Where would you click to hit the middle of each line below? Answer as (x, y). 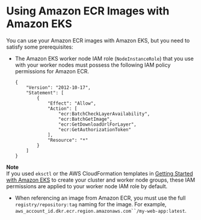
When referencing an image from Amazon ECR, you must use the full (100, 198)
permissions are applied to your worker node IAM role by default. (87, 186)
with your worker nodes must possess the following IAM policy (93, 65)
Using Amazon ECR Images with (88, 11)
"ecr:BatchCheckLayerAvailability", (104, 114)
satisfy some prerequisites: (40, 47)
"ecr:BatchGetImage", (85, 119)
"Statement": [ (45, 93)
